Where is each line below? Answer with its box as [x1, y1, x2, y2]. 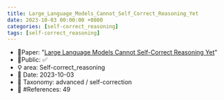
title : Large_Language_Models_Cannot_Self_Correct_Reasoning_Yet [7, 10, 198, 17]
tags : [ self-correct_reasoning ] [7, 29, 100, 37]
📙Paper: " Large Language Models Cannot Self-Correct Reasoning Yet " [17, 48, 218, 57]
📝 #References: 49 [17, 86, 71, 94]
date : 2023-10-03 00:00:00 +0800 [7, 17, 103, 23]
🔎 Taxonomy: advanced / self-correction [17, 78, 132, 86]
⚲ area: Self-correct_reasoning [17, 63, 105, 72]
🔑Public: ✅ [17, 56, 48, 64]
